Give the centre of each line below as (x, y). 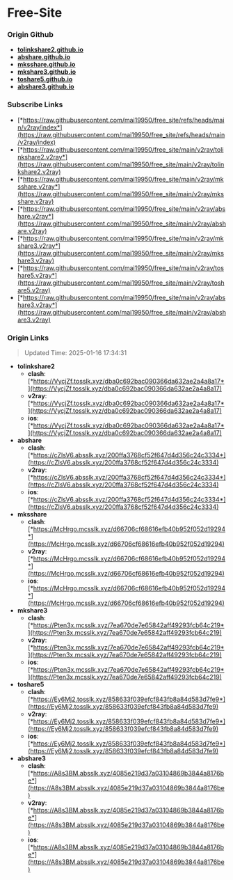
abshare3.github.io (46, 87)
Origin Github (31, 35)
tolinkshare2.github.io (50, 49)
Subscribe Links (35, 104)
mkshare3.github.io (47, 72)
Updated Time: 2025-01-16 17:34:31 (75, 353)
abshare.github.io (44, 57)
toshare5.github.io (45, 79)
